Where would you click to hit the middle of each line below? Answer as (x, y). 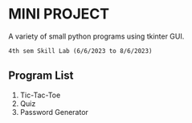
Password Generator (54, 112)
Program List (41, 76)
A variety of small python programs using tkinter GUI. (96, 36)
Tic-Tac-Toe (40, 95)
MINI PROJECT (59, 14)
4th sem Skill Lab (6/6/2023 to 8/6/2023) (80, 51)
